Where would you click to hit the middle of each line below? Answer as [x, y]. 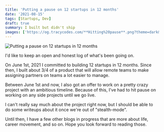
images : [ [15, 32]
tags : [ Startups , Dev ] [28, 19]
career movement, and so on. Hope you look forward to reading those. [76, 124]
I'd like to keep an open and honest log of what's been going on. [70, 56]
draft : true [17, 23]
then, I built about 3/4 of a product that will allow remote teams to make [77, 70]
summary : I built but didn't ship [40, 28]
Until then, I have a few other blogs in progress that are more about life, [77, 119]
